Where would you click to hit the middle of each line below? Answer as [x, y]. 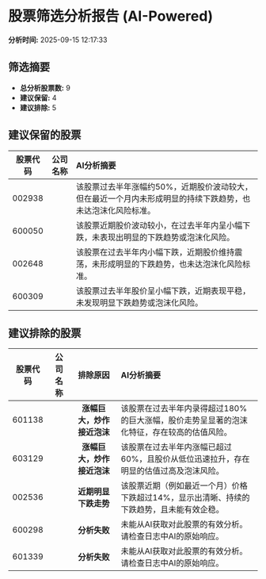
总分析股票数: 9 [45, 87]
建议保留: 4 [38, 98]
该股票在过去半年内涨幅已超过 [176, 447]
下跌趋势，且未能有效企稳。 [172, 510]
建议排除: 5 [38, 107]
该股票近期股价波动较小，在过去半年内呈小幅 [159, 225]
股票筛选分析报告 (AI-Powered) [111, 16]
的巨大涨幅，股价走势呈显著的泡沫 [184, 420]
